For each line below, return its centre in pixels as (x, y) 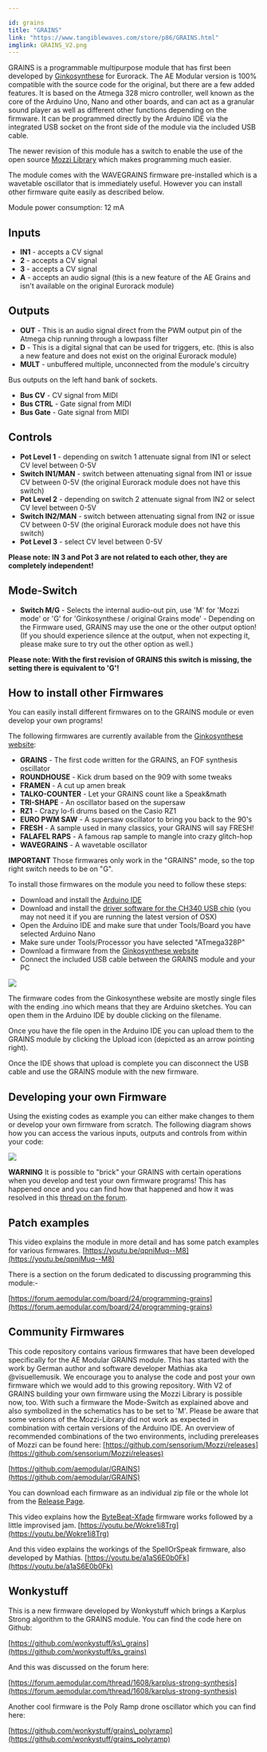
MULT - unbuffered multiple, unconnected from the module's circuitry (134, 364)
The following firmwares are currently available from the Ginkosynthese (126, 736)
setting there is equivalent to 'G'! (64, 667)
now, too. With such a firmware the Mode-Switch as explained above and (128, 1402)
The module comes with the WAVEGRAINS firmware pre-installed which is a (133, 175)
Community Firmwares (67, 1332)
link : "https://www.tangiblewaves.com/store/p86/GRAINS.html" (114, 38)
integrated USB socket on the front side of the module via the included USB (132, 127)
